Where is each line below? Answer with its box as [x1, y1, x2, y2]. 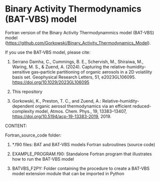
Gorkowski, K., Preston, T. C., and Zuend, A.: [12, 98, 101, 104]
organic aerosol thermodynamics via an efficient [35, 103, 132, 109]
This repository [12, 89, 43, 94]
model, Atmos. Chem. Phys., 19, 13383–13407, [35, 108, 127, 114]
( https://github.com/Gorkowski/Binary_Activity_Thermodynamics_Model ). [5, 40, 151, 45]
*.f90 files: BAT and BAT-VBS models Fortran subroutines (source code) [12, 141, 156, 147]
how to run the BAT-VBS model [12, 156, 74, 162]
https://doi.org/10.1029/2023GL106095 [12, 79, 90, 85]
